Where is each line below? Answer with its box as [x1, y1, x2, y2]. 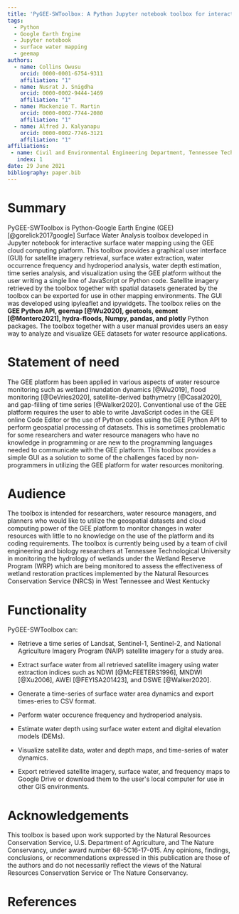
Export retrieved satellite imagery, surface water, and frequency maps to [17, 767, 230, 776]
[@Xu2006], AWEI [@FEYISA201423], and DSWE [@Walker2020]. [17, 676, 212, 684]
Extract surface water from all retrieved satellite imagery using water [17, 661, 219, 669]
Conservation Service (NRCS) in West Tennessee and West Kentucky [7, 577, 211, 585]
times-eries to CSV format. [17, 697, 97, 706]
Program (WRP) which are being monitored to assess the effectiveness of [7, 562, 223, 570]
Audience [7, 485, 66, 501]
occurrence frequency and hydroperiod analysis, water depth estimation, [7, 261, 222, 270]
